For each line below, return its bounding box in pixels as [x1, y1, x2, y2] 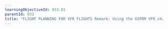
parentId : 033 [5, 12, 35, 17]
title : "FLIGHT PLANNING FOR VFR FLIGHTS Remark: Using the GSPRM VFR [5, 16, 155, 21]
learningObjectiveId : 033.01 [5, 7, 66, 12]
